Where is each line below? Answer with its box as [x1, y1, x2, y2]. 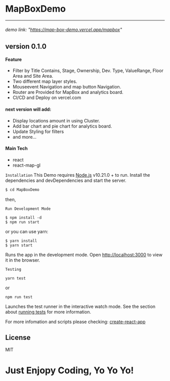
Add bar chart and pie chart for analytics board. [12, 123, 112, 129]
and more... [12, 134, 37, 140]
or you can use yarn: [5, 228, 49, 234]
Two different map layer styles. [12, 78, 77, 84]
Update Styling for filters [12, 128, 64, 135]
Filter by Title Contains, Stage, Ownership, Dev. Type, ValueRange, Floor [12, 68, 163, 74]
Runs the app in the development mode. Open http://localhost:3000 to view [5, 251, 163, 258]
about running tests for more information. [5, 308, 91, 315]
